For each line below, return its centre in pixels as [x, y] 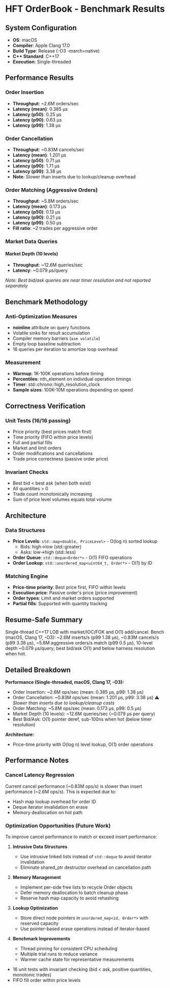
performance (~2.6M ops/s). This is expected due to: [61, 791]
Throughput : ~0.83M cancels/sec [48, 149]
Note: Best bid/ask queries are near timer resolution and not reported [78, 280]
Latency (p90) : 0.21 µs [37, 217]
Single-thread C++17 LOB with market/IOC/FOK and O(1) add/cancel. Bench [85, 632]
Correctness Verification [45, 406]
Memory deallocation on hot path [48, 812]
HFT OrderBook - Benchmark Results [85, 9]
